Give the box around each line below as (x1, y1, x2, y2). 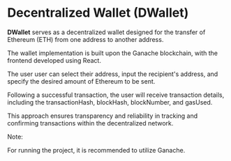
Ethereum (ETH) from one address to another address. (7, 35, 164, 43)
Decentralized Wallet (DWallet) (7, 5, 189, 21)
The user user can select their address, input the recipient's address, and (7, 70, 218, 78)
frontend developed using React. (7, 56, 101, 64)
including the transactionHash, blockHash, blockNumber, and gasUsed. (7, 98, 213, 106)
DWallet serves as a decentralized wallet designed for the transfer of (7, 28, 206, 36)
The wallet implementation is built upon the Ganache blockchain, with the (7, 49, 218, 57)
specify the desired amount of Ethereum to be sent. (7, 77, 156, 85)
